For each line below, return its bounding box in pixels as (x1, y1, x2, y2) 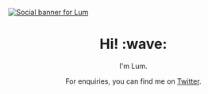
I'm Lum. (118, 61, 148, 70)
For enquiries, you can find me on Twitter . (65, 76, 202, 86)
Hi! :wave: (99, 36, 168, 53)
